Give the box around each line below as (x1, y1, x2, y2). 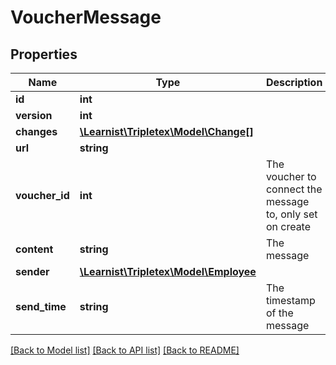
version (15, 109, 53, 122)
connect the (265, 182, 323, 196)
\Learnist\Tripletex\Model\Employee (79, 265, 257, 278)
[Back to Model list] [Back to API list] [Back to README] (10, 344, 240, 356)
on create (265, 220, 312, 233)
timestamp (265, 294, 316, 307)
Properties (10, 46, 78, 63)
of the (265, 306, 294, 320)
